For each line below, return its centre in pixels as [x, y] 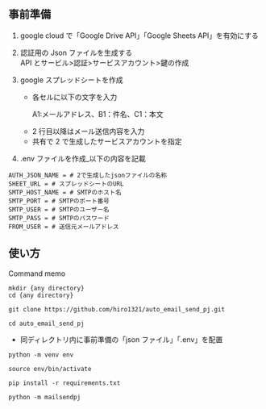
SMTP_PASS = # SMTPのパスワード [59, 218]
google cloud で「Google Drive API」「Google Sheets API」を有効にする [139, 35]
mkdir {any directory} [46, 288]
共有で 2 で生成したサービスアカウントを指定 [107, 141]
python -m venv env [41, 355]
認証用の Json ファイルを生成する [76, 52]
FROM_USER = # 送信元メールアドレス [64, 227]
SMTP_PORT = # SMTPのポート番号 [59, 201]
